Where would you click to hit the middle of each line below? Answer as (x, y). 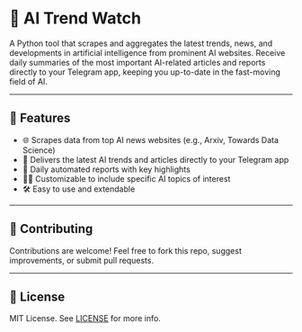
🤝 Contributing (51, 229)
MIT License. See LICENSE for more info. (85, 319)
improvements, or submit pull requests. (82, 260)
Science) (39, 150)
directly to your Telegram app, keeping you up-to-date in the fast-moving (145, 72)
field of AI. (28, 81)
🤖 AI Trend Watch (75, 18)
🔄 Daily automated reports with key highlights (106, 169)
